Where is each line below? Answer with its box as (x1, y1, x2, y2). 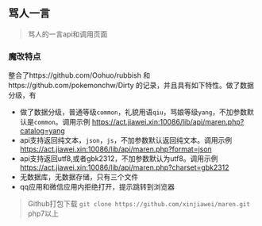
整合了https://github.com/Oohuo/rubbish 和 (8, 71, 151, 80)
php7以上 (27, 209, 60, 219)
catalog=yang (19, 126, 65, 136)
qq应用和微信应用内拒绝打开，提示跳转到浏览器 (19, 182, 175, 192)
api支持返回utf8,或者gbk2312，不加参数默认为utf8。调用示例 (19, 154, 218, 163)
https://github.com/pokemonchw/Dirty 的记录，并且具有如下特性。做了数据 (8, 81, 254, 90)
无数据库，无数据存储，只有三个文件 (19, 172, 139, 182)
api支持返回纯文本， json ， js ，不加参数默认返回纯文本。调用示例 (19, 136, 233, 145)
